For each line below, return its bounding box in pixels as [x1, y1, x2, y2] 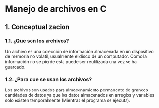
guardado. [5, 64, 26, 70]
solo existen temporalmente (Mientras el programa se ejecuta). [5, 97, 131, 103]
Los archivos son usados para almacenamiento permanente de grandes [5, 87, 148, 93]
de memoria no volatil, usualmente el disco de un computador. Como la [5, 54, 147, 59]
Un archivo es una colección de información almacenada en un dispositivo [5, 48, 154, 54]
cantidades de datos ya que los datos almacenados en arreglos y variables [5, 92, 155, 98]
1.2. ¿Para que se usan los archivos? [5, 76, 92, 83]
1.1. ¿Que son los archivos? [5, 37, 69, 44]
